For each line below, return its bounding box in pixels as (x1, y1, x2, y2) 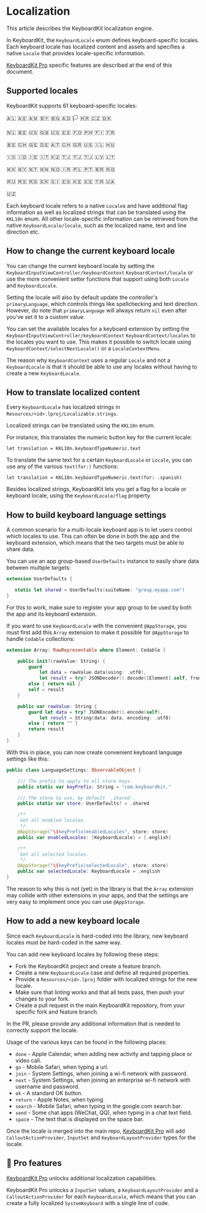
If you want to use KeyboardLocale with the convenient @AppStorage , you (6, 622, 187, 629)
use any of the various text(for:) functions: (6, 463, 118, 470)
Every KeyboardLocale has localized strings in (6, 404, 121, 411)
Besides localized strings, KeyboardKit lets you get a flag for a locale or (6, 486, 187, 493)
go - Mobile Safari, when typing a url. (15, 1063, 109, 1071)
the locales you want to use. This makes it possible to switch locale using (6, 338, 191, 345)
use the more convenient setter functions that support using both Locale (6, 275, 189, 283)
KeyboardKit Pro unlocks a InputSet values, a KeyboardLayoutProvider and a (6, 1186, 199, 1193)
